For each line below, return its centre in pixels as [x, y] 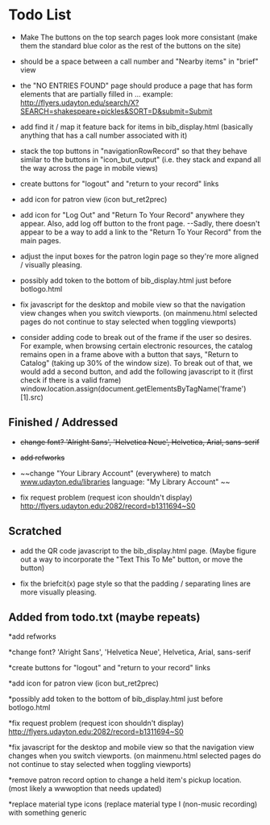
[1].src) [32, 397]
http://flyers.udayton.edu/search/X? [79, 102]
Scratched [35, 531]
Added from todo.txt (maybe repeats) [104, 617]
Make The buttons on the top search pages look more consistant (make [139, 37]
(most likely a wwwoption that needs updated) [85, 789]
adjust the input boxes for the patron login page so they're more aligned [139, 256]
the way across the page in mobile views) [89, 168]
